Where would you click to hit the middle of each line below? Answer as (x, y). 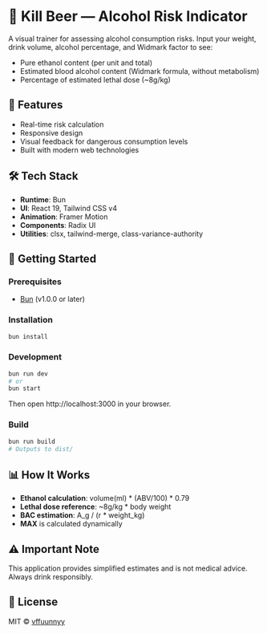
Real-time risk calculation (62, 124)
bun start (25, 388)
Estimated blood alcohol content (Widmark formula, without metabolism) (140, 71)
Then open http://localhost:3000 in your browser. (90, 404)
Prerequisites (35, 282)
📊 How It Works (49, 475)
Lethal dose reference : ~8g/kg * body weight (95, 507)
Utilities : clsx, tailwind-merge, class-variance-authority (111, 234)
